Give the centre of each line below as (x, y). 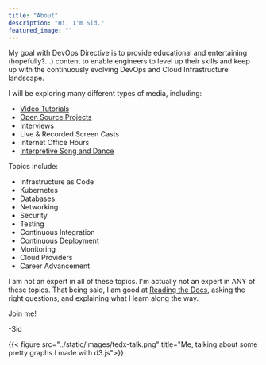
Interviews (37, 126)
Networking (39, 207)
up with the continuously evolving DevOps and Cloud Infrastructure (118, 70)
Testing (32, 224)
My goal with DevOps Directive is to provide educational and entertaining (128, 53)
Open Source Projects (56, 117)
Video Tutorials (44, 109)
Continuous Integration (57, 232)
